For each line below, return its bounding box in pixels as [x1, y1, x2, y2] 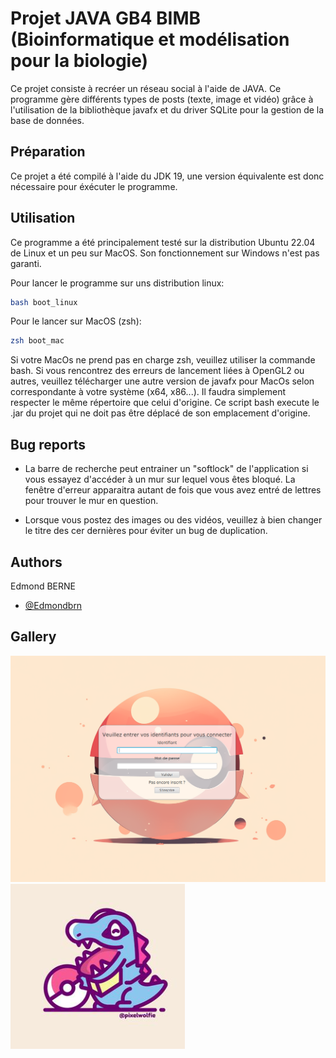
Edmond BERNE [10, 580, 76, 592]
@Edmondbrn [24, 599, 83, 611]
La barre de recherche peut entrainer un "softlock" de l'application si [24, 463, 309, 475]
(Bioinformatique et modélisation [10, 28, 290, 51]
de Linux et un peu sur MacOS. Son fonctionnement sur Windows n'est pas [10, 247, 320, 259]
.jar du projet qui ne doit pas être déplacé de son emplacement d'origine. [10, 407, 311, 419]
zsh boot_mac [10, 336, 65, 346]
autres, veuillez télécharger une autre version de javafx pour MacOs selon [10, 375, 315, 387]
